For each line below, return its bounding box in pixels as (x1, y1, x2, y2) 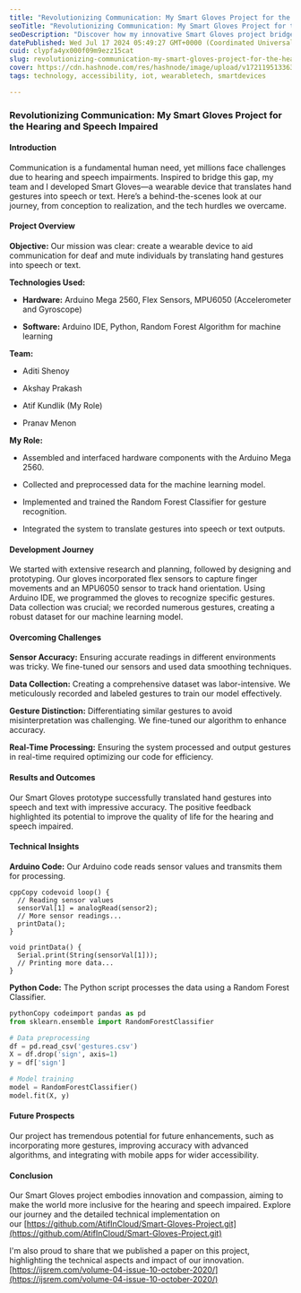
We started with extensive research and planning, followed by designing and (9, 564, 292, 574)
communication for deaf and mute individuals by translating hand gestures (9, 250, 284, 261)
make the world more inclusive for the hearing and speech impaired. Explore (9, 1200, 291, 1211)
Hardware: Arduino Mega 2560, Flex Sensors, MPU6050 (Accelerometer (21, 295, 292, 306)
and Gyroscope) (21, 304, 82, 315)
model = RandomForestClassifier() (9, 1083, 139, 1092)
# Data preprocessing (9, 1033, 90, 1042)
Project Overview (9, 220, 76, 231)
